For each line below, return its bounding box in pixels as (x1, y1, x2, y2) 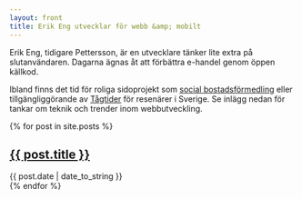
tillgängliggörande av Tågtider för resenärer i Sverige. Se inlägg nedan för (9, 93, 286, 104)
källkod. (9, 65, 39, 77)
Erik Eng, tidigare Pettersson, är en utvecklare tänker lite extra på (9, 46, 253, 57)
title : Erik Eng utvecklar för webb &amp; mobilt (9, 22, 202, 31)
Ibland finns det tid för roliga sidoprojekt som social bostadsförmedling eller (9, 84, 293, 95)
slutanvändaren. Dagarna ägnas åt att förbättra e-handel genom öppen (9, 56, 276, 67)
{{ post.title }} (9, 146, 91, 162)
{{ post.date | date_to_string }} (9, 171, 123, 182)
